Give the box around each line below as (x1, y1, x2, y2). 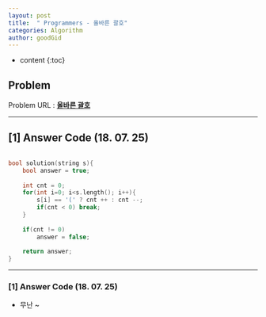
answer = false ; (36, 233, 90, 241)
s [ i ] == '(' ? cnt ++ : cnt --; (36, 196, 144, 204)
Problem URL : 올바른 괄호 (8, 101, 91, 110)
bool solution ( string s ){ (8, 159, 93, 167)
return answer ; (22, 247, 73, 256)
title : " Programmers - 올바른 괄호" (8, 19, 128, 27)
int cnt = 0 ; (22, 181, 66, 189)
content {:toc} (19, 55, 66, 65)
